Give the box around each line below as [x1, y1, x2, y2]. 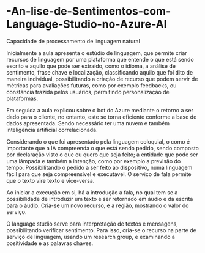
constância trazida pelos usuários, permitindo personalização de [6, 88, 170, 95]
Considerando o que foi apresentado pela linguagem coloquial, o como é [6, 137, 190, 145]
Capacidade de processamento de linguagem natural [6, 37, 141, 45]
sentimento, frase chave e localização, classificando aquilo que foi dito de [6, 68, 193, 76]
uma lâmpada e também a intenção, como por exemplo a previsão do [6, 157, 181, 164]
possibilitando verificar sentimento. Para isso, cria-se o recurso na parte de [6, 226, 197, 233]
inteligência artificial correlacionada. [6, 126, 98, 133]
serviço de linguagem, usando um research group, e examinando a [6, 233, 176, 240]
